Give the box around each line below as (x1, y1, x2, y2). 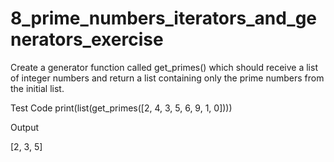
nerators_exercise (10, 28, 164, 51)
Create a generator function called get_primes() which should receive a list (10, 61, 318, 73)
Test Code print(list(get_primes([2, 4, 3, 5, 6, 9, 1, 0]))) (10, 102, 233, 114)
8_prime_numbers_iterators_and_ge (10, 7, 317, 30)
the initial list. (10, 82, 65, 94)
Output (10, 121, 39, 133)
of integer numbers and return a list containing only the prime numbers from (10, 72, 325, 84)
